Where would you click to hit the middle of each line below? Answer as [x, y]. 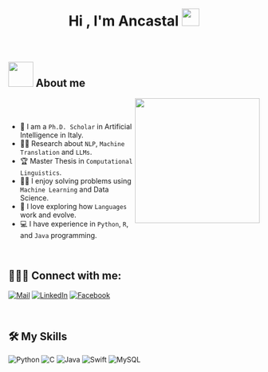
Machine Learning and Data [64, 189]
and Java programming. [58, 235]
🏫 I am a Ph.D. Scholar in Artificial [76, 126]
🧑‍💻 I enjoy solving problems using [75, 180]
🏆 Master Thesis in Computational [76, 160]
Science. [34, 198]
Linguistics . [41, 172]
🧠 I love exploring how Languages [73, 206]
